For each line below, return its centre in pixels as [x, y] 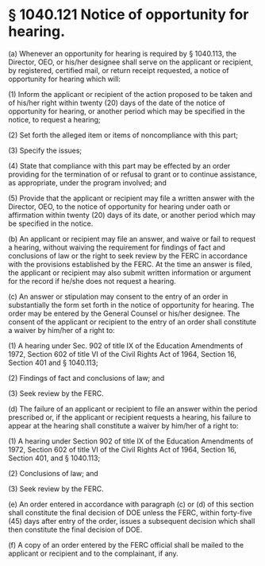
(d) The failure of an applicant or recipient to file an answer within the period [133, 409]
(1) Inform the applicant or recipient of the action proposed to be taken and [130, 94]
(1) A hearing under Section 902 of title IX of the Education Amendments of [131, 441]
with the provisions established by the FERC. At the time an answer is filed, [130, 264]
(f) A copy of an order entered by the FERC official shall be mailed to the [126, 545]
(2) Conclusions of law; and [54, 473]
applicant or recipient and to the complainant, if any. [93, 553]
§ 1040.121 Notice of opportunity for [129, 15]
